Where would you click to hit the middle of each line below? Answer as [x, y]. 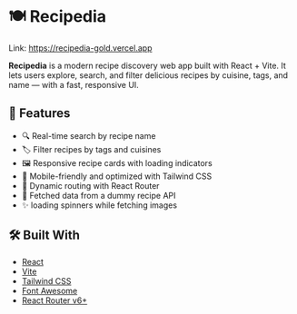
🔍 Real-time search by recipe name [89, 135]
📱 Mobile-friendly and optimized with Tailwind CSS [117, 176]
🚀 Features [40, 113]
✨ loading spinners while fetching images [99, 205]
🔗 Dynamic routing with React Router [90, 185]
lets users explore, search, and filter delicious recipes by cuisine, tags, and [148, 75]
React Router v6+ [54, 300]
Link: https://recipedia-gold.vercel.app [80, 48]
